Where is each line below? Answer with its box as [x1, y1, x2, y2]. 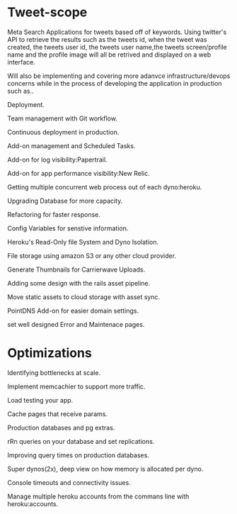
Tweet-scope [7, 4, 88, 21]
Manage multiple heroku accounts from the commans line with [7, 492, 190, 501]
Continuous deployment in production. [7, 128, 120, 136]
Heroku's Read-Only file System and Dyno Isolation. [7, 238, 159, 246]
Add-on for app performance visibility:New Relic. [7, 169, 150, 177]
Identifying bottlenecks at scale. [7, 368, 101, 376]
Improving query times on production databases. [7, 451, 150, 459]
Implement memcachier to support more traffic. [7, 382, 146, 391]
